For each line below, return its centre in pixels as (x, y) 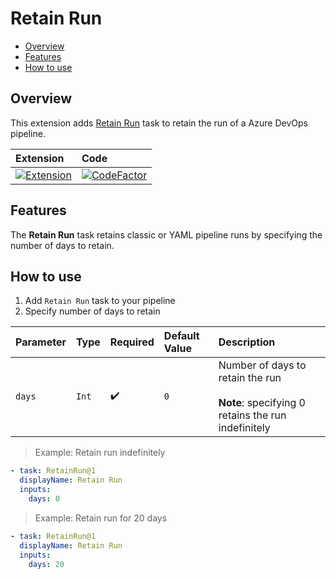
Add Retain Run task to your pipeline (100, 301)
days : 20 (46, 564)
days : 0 (44, 499)
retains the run (252, 415)
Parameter (41, 342)
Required (132, 342)
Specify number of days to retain (92, 311)
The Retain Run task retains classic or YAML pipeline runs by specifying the (166, 234)
